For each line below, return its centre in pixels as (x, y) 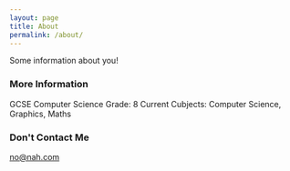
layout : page (34, 18)
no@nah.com (35, 156)
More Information (49, 85)
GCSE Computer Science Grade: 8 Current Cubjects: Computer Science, (145, 104)
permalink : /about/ (47, 35)
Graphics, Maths (40, 114)
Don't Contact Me (49, 137)
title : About (34, 26)
